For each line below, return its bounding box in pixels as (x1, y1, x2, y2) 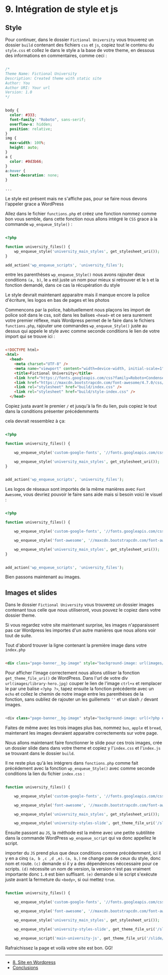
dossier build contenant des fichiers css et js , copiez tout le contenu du (5, 42, 154, 48)
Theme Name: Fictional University (5, 71, 77, 76)
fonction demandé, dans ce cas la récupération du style (5, 282, 120, 288)
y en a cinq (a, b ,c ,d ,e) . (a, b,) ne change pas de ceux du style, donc (5, 856, 161, 862)
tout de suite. (5, 633, 32, 639)
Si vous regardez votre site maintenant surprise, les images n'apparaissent (5, 622, 159, 628)
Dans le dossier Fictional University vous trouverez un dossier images (5, 602, 154, 608)
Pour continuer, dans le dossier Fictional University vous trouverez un (5, 36, 154, 42)
